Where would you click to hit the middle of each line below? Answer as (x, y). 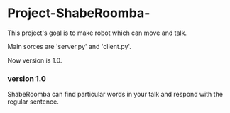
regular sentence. (33, 102)
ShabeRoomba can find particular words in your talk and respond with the (115, 95)
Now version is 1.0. (35, 60)
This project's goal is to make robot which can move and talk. (97, 33)
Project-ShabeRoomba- (79, 13)
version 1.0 (27, 78)
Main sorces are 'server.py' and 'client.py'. (69, 46)
